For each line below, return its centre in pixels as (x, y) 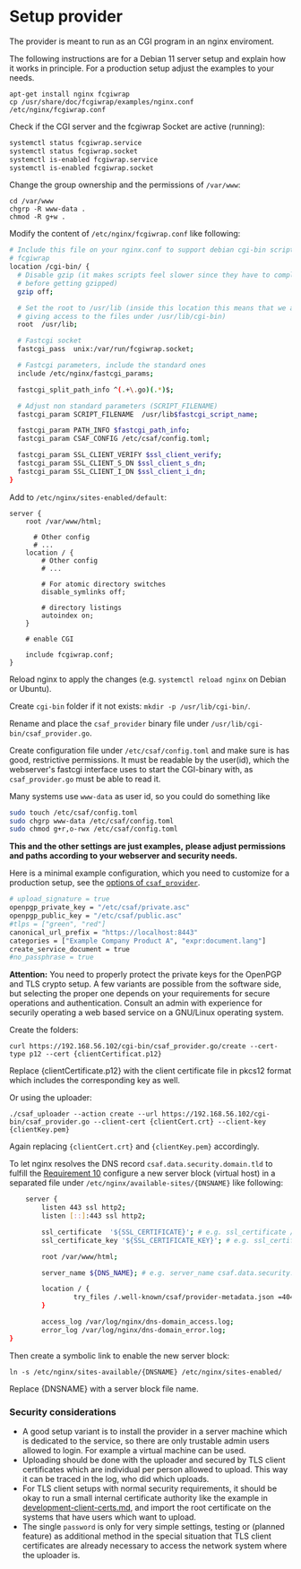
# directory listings (82, 608)
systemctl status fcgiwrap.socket (74, 151)
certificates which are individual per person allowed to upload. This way (155, 1469)
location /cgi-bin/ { (50, 267)
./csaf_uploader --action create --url (84, 1114)
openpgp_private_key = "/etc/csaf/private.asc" (100, 908)
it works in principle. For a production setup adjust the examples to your (142, 68)
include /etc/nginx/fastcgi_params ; (86, 374)
